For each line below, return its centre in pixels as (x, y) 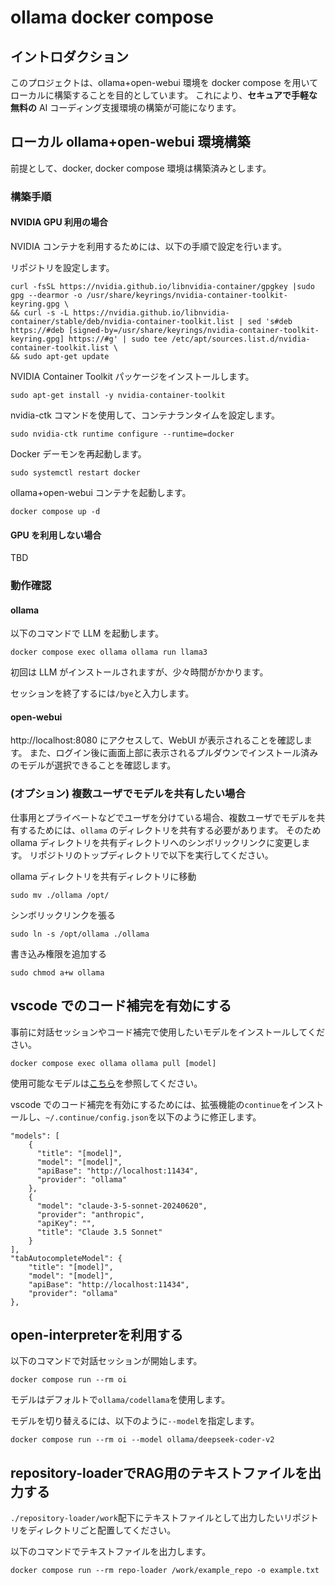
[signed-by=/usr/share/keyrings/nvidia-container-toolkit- (194, 330)
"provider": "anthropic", (90, 1214)
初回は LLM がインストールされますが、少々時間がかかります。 (139, 672)
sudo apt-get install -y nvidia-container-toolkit (118, 395)
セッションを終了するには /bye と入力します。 (102, 693)
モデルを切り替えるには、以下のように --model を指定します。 (135, 1421)
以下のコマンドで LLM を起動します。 (87, 633)
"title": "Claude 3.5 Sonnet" (99, 1232)
